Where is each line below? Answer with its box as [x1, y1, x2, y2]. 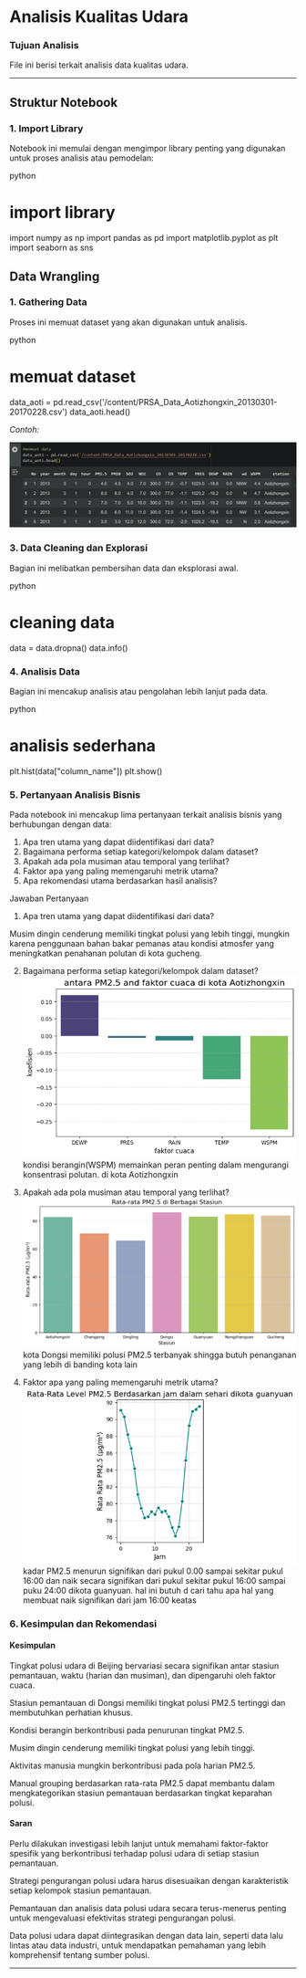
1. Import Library [9, 121, 84, 134]
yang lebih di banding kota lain [22, 1359, 138, 1370]
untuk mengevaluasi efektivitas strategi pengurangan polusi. [9, 1912, 236, 1923]
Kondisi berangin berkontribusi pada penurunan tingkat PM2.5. [9, 1724, 245, 1735]
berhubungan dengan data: [9, 819, 112, 830]
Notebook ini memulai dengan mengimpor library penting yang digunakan [9, 143, 286, 154]
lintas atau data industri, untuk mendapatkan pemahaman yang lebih [9, 1940, 267, 1951]
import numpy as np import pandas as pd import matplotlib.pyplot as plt [9, 233, 279, 244]
